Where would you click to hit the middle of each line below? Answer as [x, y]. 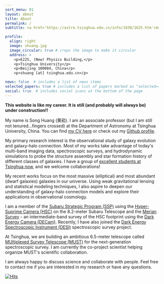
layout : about [20, 14]
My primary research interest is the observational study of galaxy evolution [81, 141]
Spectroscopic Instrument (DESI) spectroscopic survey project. [69, 227]
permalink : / [18, 23]
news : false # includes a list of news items [53, 82]
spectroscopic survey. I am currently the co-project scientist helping [74, 247]
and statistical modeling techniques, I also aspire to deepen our [69, 186]
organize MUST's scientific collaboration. [47, 252]
